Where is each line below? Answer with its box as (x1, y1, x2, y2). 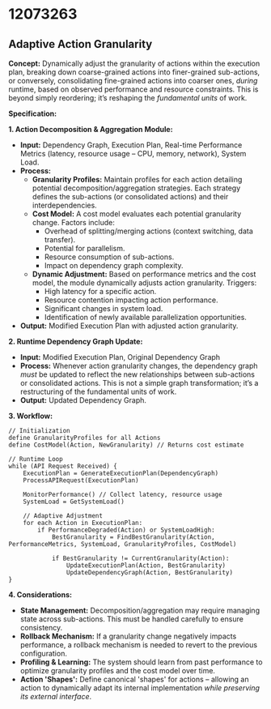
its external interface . (19, 692, 92, 701)
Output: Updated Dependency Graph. (19, 395, 147, 405)
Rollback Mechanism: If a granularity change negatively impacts (19, 631, 237, 641)
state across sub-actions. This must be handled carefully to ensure (19, 614, 244, 624)
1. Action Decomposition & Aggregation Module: (8, 125, 173, 134)
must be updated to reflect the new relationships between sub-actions (19, 369, 255, 379)
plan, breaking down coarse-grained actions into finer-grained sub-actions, (8, 67, 260, 77)
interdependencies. (32, 200, 97, 210)
